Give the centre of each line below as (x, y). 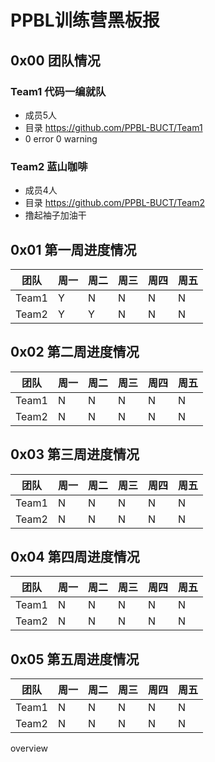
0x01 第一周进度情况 (73, 249)
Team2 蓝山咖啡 (49, 166)
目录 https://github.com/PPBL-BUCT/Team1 (113, 127)
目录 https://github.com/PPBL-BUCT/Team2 (114, 203)
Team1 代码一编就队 (58, 91)
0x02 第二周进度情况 (75, 352)
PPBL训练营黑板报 (85, 20)
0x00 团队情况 (55, 60)
